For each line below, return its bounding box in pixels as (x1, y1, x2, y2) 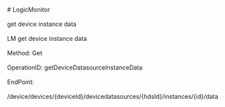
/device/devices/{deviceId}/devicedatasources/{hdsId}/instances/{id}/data (7, 93, 219, 100)
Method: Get (7, 49, 42, 57)
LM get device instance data (7, 35, 88, 42)
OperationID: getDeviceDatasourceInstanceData (7, 63, 143, 72)
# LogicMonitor (7, 5, 50, 14)
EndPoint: (7, 78, 34, 86)
